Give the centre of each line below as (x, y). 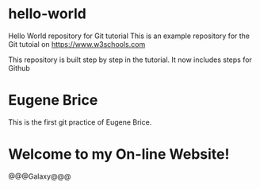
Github (19, 67)
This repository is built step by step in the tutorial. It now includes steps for (130, 60)
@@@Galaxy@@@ (40, 176)
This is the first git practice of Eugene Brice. (80, 122)
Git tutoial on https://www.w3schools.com (77, 44)
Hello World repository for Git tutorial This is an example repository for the (129, 36)
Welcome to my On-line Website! (119, 154)
